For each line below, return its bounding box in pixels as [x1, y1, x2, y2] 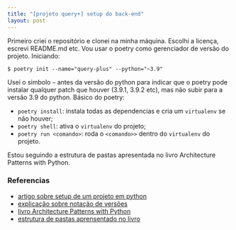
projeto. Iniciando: [7, 51, 60, 60]
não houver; [17, 114, 53, 123]
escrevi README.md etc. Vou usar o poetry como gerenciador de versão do [7, 44, 229, 53]
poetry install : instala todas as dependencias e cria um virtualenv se [17, 106, 226, 115]
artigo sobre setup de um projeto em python [17, 192, 147, 200]
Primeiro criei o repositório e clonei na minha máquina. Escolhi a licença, [7, 36, 219, 45]
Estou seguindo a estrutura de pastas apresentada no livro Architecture [7, 150, 216, 159]
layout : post [7, 17, 46, 24]
